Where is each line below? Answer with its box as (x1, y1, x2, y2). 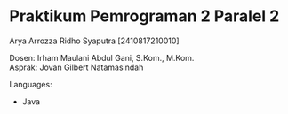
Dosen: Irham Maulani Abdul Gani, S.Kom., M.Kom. (9, 52, 195, 63)
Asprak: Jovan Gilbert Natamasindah (9, 62, 144, 72)
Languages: (9, 79, 52, 89)
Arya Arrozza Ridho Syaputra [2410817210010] (9, 35, 180, 46)
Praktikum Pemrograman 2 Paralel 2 (9, 6, 280, 27)
